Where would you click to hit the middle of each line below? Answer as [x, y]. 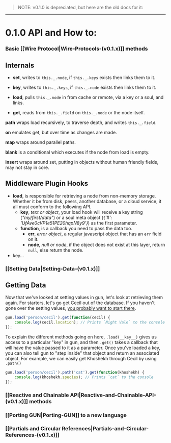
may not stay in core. [27, 167]
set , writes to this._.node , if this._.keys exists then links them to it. [84, 77]
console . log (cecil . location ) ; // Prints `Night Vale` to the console [90, 323]
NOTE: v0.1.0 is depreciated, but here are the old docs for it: [80, 7]
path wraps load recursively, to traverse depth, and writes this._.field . [81, 122]
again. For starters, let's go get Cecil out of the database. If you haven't [80, 303]
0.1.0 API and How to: [51, 33]
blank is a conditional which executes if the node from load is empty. [78, 152]
